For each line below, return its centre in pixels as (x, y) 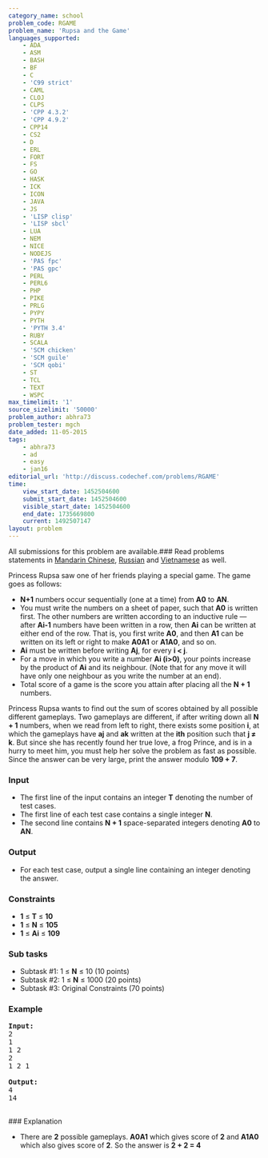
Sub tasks (28, 954)
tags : (17, 439)
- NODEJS (37, 254)
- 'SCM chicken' (50, 350)
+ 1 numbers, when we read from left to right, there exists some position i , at (134, 725)
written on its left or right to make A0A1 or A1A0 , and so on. (118, 642)
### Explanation (35, 1121)
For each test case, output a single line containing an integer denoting (135, 869)
